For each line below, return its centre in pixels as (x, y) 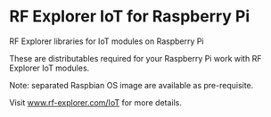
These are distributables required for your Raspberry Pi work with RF (135, 58)
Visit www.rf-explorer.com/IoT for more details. (96, 102)
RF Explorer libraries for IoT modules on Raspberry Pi (107, 41)
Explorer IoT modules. (49, 68)
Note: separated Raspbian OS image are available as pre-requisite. (131, 85)
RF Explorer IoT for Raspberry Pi (130, 17)
